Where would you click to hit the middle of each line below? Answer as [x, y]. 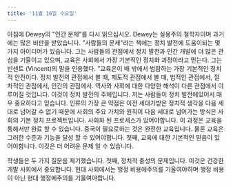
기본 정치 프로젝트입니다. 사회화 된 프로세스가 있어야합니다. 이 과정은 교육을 [121, 120]
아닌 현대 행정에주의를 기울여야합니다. [65, 178]
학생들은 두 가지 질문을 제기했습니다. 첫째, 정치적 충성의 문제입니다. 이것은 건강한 [115, 160]
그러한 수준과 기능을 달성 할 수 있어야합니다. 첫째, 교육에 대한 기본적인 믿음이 [110, 137]
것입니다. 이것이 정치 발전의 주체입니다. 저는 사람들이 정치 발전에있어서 [120, 94]
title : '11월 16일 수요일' [42, 13]
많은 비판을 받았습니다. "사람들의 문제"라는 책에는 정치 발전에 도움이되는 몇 [120, 43]
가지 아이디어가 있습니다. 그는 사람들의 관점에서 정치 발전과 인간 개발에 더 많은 [112, 51]
